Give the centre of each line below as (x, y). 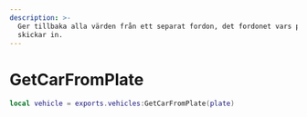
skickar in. (41, 34)
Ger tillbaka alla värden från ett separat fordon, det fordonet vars (155, 26)
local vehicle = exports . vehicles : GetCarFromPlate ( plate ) (122, 104)
